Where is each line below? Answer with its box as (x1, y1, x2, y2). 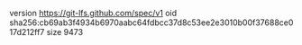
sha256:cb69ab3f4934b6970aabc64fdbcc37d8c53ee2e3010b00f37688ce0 (9, 17, 294, 28)
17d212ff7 (9, 27, 45, 37)
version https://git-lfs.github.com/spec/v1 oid (9, 8, 178, 18)
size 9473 (46, 27, 84, 37)
